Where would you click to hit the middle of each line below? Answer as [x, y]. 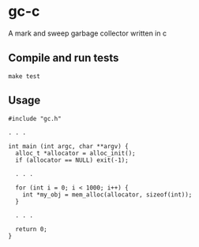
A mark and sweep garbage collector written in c [88, 33]
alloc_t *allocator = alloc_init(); [75, 153]
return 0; [31, 229]
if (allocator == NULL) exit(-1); [72, 160]
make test [24, 76]
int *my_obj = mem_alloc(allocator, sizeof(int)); [107, 195]
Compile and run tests [64, 58]
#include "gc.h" [35, 118]
